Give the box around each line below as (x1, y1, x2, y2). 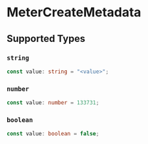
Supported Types (6, 33, 86, 45)
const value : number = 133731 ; (6, 99, 100, 106)
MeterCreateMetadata (6, 4, 142, 21)
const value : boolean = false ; (6, 131, 100, 138)
